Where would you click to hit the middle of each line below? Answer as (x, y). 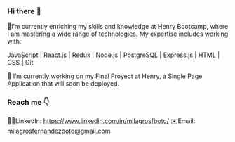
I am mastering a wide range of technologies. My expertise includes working (118, 34)
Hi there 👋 (25, 11)
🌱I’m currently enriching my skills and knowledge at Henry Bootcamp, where (118, 27)
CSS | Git (20, 63)
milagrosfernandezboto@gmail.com (59, 131)
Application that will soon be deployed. (63, 84)
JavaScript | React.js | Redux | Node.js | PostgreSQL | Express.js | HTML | (114, 55)
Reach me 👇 (28, 103)
